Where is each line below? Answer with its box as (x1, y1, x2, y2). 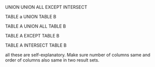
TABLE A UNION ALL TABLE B (5, 23, 66, 29)
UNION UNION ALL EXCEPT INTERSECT (5, 4, 88, 10)
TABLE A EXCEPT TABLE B (5, 33, 59, 38)
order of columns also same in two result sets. (5, 57, 100, 63)
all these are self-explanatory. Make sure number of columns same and (5, 52, 151, 58)
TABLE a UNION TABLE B (5, 14, 56, 19)
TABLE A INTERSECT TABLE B (5, 42, 67, 48)
